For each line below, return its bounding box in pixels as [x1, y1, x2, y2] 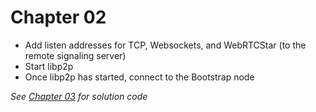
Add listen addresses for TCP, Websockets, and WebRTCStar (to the [24, 39, 307, 51]
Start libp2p [24, 60, 74, 72]
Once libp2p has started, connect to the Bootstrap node [24, 71, 255, 83]
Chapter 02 [10, 6, 107, 29]
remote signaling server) [24, 49, 127, 61]
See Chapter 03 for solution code [10, 90, 148, 102]
